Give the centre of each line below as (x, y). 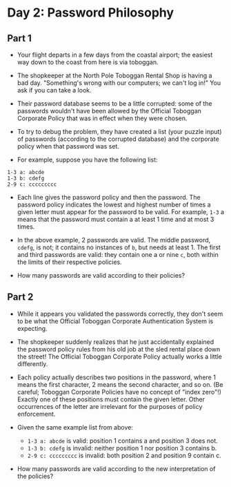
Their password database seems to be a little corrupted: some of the (114, 104)
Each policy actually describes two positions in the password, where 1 (116, 377)
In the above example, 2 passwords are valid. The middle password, (114, 240)
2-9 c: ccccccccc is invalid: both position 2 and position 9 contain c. (124, 455)
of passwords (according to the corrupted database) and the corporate (118, 139)
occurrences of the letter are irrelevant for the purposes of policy (110, 406)
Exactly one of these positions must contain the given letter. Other (111, 399)
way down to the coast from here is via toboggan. (88, 62)
